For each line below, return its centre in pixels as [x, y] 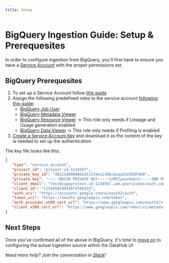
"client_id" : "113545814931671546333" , [54, 188]
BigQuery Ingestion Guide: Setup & [79, 35]
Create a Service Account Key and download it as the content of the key [87, 136]
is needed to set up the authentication [52, 141]
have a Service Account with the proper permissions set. [64, 65]
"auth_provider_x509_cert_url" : [46, 202]
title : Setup [19, 10]
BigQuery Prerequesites [44, 81]
